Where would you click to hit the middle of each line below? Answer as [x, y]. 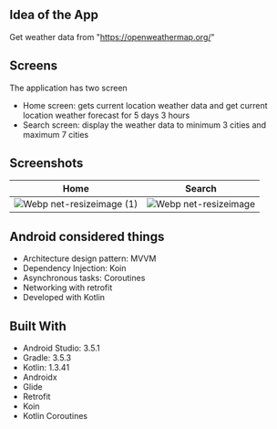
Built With [38, 326]
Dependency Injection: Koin [74, 268]
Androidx [40, 377]
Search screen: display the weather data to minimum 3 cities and [144, 125]
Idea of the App [54, 15]
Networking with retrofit [67, 288]
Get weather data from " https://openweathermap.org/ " [113, 37]
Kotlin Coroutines [55, 416]
